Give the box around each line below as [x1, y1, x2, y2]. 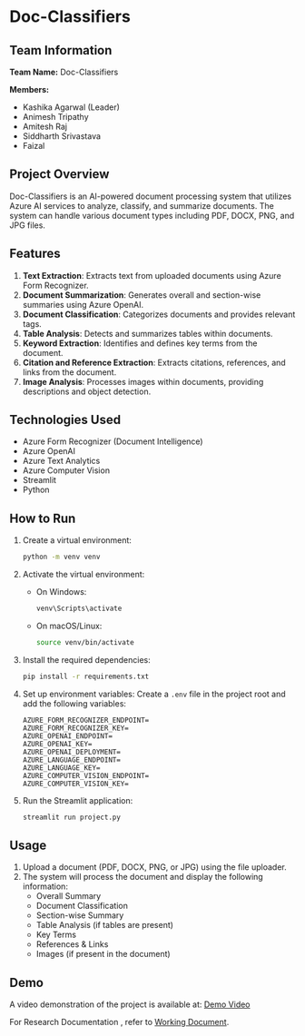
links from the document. [22, 366, 117, 378]
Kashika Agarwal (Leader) [22, 102, 121, 113]
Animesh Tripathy [22, 112, 89, 122]
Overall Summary [35, 891, 102, 902]
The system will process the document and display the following [22, 872, 263, 883]
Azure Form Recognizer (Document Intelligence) [22, 436, 203, 447]
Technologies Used [9, 412, 121, 428]
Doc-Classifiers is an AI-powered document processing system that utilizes [9, 191, 292, 202]
